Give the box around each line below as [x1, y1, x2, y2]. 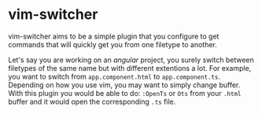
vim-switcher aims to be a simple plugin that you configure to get [8, 31, 220, 41]
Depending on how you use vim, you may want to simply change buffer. [8, 80, 241, 90]
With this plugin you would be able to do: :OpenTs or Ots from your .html [8, 88, 242, 97]
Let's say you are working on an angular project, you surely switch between [8, 55, 254, 64]
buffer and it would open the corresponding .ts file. [8, 97, 176, 106]
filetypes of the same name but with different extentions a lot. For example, [8, 63, 252, 72]
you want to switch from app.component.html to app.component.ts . [8, 72, 220, 81]
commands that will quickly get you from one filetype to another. [8, 39, 218, 49]
